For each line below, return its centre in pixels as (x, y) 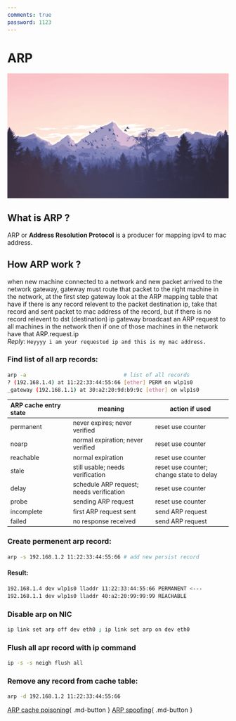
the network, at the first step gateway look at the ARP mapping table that (112, 296)
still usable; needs (99, 467)
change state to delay (186, 474)
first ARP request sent (104, 511)
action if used (190, 409)
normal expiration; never (108, 440)
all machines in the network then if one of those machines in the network (113, 326)
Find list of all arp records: (53, 359)
